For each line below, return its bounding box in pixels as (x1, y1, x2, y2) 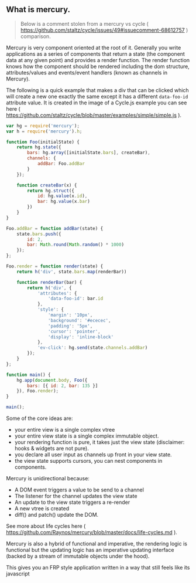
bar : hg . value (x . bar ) (37, 199, 91, 205)
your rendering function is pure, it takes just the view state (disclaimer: (14, 439, 185, 446)
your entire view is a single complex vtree (14, 426, 115, 433)
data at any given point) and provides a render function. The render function (6, 56, 190, 63)
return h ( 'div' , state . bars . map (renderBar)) (16, 269, 127, 274)
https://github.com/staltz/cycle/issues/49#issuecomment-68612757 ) (20, 26, 188, 33)
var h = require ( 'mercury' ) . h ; (6, 128, 82, 134)
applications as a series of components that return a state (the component (6, 50, 185, 57)
